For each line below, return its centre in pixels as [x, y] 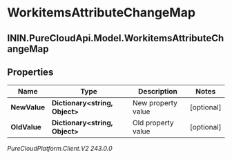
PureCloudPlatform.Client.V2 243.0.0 [60, 149]
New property [155, 103]
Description [157, 92]
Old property [153, 123]
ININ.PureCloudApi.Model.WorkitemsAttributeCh [116, 38]
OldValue [26, 127]
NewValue [28, 107]
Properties [30, 72]
